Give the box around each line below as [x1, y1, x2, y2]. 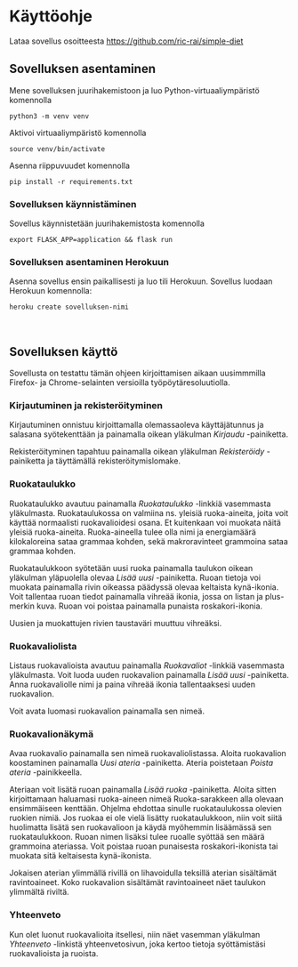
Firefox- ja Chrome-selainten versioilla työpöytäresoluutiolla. [9, 377, 230, 388]
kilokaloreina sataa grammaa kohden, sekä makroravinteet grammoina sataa [9, 536, 289, 546]
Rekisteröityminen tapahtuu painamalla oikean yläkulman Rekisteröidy [9, 447, 265, 457]
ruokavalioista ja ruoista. [9, 947, 99, 958]
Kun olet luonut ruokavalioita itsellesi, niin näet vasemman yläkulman [9, 929, 261, 939]
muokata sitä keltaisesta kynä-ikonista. [9, 850, 152, 861]
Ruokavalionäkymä [9, 728, 94, 740]
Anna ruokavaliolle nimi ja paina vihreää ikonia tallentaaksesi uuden [9, 679, 256, 690]
